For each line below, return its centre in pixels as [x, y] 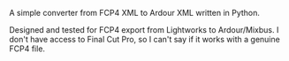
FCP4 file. [27, 49]
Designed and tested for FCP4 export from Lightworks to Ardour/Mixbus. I [144, 30]
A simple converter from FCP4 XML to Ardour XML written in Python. [135, 13]
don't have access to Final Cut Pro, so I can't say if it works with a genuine [144, 39]
